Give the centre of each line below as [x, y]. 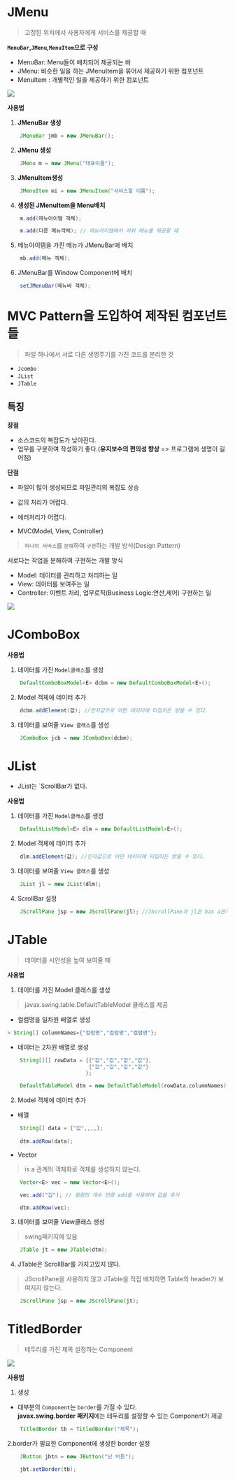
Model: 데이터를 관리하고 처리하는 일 [67, 575]
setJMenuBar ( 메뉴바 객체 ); [55, 286]
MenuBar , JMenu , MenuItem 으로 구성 [53, 47]
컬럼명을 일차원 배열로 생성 [54, 1020]
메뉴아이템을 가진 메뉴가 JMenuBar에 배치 [75, 245]
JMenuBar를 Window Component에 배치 [75, 273]
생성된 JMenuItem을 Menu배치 [61, 205]
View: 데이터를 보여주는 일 [53, 584]
